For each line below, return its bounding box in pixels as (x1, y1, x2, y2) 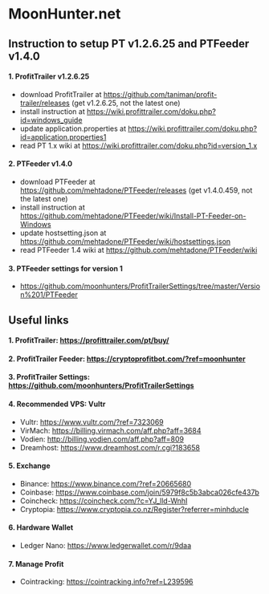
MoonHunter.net (8, 5, 121, 23)
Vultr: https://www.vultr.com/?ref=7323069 (19, 417, 165, 426)
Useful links (8, 313, 70, 327)
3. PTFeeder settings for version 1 (8, 263, 123, 273)
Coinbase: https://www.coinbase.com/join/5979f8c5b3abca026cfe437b (19, 487, 259, 497)
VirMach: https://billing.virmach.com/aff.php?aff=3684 (19, 425, 202, 435)
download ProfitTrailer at (19, 89, 102, 99)
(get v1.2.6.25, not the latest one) (71, 98, 181, 108)
